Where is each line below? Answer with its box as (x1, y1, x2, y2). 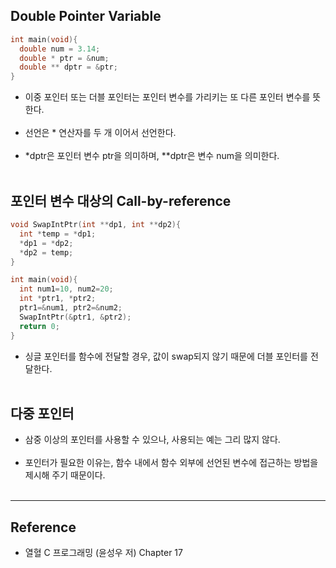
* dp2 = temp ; (19, 247, 74, 258)
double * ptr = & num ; (19, 53, 110, 63)
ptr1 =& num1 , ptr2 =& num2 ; (19, 303, 123, 313)
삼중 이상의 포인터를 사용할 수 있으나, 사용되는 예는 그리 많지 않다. (24, 434, 281, 446)
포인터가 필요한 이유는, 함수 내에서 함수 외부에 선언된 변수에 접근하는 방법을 (24, 457, 319, 469)
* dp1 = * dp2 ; (19, 238, 74, 248)
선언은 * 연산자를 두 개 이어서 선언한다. (24, 127, 177, 139)
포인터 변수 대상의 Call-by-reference (10, 192, 232, 209)
